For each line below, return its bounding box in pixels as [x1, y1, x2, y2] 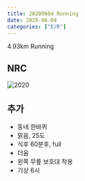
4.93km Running [7, 42, 54, 51]
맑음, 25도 [17, 132, 46, 139]
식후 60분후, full [17, 140, 62, 148]
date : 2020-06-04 [7, 17, 57, 24]
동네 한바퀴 [17, 123, 48, 131]
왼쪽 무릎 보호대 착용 [17, 157, 73, 166]
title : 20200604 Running [7, 10, 79, 17]
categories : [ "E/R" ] [7, 23, 67, 30]
